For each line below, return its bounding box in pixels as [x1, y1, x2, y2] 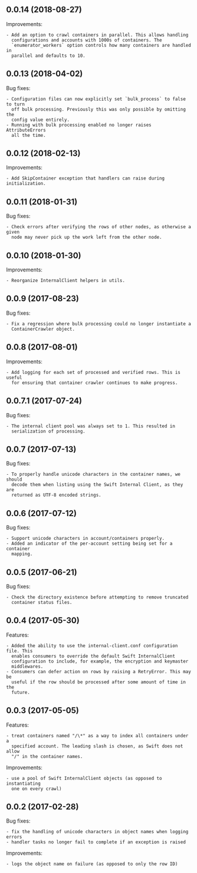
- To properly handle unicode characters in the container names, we [6, 471, 181, 478]
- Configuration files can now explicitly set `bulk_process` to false [6, 96, 186, 102]
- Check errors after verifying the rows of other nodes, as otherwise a [6, 224, 192, 230]
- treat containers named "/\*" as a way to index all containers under [6, 733, 189, 738]
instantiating [6, 781, 41, 786]
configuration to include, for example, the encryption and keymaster [11, 658, 189, 664]
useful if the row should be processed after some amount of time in [11, 679, 186, 685]
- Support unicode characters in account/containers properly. [6, 536, 165, 542]
